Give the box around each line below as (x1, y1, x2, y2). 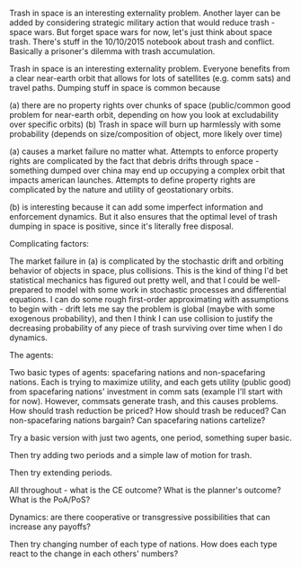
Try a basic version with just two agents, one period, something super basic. (9, 432, 292, 443)
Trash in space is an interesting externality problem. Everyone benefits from (9, 63, 290, 74)
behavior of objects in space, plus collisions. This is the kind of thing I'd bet (9, 266, 288, 275)
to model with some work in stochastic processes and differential (45, 284, 287, 295)
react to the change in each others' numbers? (9, 548, 179, 559)
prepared (9, 284, 44, 295)
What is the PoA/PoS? (9, 494, 91, 505)
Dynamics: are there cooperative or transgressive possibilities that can (9, 512, 271, 522)
